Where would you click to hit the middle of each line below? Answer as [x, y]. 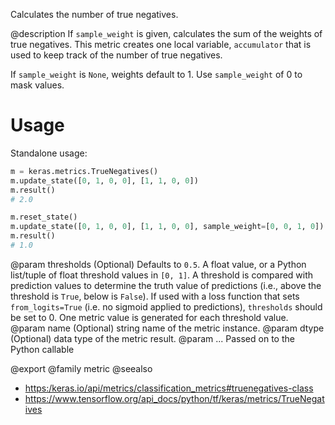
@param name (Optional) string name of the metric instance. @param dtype [167, 328]
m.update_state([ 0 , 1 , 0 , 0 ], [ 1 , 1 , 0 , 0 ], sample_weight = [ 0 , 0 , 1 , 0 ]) [167, 227]
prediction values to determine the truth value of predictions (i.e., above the [166, 285]
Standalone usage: [49, 153]
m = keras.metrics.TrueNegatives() [84, 171]
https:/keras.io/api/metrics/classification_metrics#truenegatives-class [169, 388]
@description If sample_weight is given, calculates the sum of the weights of [166, 33]
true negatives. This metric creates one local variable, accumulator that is [161, 44]
